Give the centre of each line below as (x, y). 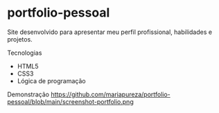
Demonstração (28, 94)
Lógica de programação (51, 80)
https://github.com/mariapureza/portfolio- (111, 94)
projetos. (20, 39)
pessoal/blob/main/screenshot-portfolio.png (70, 101)
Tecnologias (25, 53)
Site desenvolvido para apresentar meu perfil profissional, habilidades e (110, 32)
